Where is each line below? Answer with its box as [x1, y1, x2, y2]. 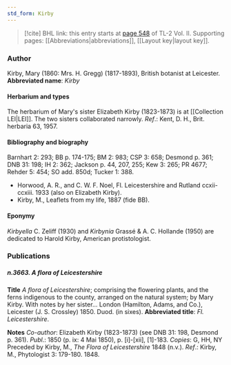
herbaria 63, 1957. [7, 122, 58, 131]
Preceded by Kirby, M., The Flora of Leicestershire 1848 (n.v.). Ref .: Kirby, [7, 343, 217, 351]
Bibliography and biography [7, 138, 88, 146]
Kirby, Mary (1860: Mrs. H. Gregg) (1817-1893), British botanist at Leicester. [7, 69, 221, 77]
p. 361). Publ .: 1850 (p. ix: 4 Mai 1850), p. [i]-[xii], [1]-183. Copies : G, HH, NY [7, 335, 223, 344]
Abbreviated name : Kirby [7, 76, 80, 85]
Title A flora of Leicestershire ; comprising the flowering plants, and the [7, 286, 209, 294]
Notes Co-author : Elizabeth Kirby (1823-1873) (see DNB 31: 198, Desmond [7, 328, 219, 337]
